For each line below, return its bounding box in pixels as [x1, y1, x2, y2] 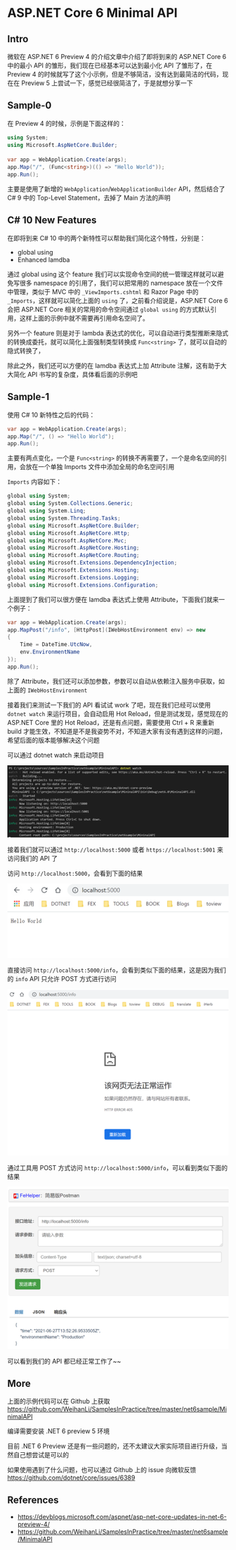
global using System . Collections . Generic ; [7, 500, 133, 507]
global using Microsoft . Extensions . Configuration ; [7, 582, 159, 589]
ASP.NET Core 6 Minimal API [7, 5, 178, 21]
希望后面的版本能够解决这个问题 [7, 736, 100, 744]
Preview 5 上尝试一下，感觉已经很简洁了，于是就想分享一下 [20, 79, 193, 87]
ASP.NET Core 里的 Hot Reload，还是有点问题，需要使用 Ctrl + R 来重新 [7, 718, 215, 726]
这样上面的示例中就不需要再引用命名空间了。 [19, 314, 149, 322]
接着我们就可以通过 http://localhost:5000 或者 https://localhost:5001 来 [7, 845, 223, 854]
